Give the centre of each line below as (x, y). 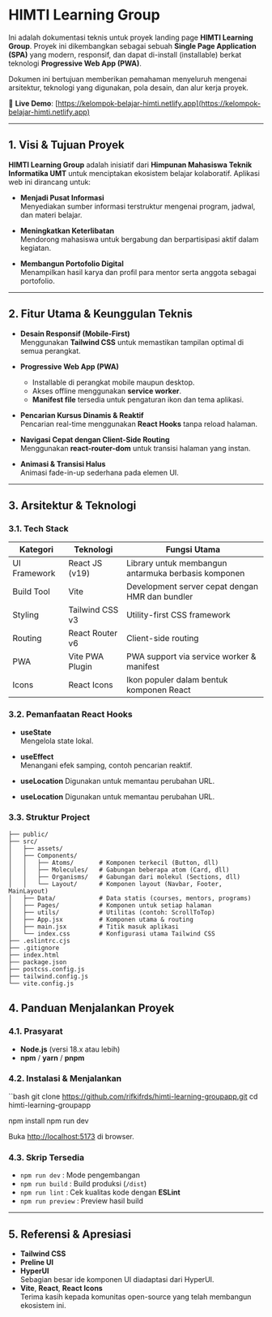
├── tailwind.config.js (49, 976)
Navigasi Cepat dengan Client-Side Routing (95, 439)
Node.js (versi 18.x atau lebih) (70, 1049)
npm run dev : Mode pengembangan (80, 1175)
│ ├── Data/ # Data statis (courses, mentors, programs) (130, 898)
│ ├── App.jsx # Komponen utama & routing (101, 919)
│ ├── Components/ (43, 855)
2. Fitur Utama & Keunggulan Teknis (100, 314)
